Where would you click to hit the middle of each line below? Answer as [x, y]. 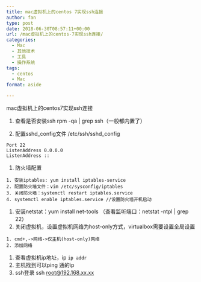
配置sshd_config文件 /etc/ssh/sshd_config [67, 134]
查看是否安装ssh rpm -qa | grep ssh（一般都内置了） [80, 121]
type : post [20, 23]
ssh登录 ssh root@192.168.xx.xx [54, 273]
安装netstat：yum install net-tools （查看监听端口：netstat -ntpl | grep [102, 211]
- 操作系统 [23, 62]
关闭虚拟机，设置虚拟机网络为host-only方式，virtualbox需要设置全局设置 [105, 226]
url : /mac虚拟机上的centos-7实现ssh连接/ [55, 34]
